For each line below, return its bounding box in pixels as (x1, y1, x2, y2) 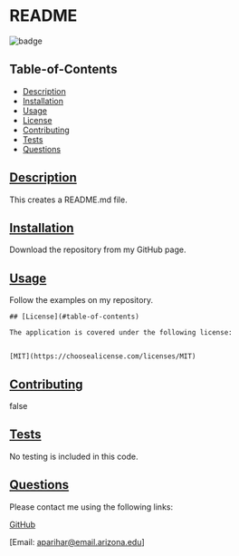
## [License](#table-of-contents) (9, 312, 140, 322)
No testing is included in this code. (9, 451, 139, 462)
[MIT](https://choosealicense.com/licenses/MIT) (9, 352, 196, 361)
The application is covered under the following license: (9, 328, 233, 337)
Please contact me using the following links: (9, 501, 174, 512)
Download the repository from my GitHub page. (9, 244, 186, 255)
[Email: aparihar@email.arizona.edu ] (9, 536, 145, 547)
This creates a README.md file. (9, 194, 129, 205)
